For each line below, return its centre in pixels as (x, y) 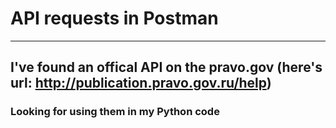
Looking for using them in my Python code (115, 112)
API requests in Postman (114, 18)
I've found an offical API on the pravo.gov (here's (166, 67)
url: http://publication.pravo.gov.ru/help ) (141, 83)
